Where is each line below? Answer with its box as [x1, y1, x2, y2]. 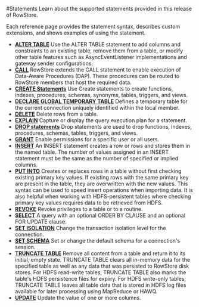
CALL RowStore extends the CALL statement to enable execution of [14, 66, 181, 73]
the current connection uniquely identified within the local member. [14, 104, 180, 111]
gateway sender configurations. [14, 60, 94, 67]
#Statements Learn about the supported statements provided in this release [6, 5, 192, 12]
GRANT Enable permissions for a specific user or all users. [14, 136, 160, 142]
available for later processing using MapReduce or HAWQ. [14, 288, 158, 294]
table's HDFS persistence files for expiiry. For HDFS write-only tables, [14, 275, 186, 282]
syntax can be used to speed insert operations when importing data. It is [14, 187, 193, 193]
